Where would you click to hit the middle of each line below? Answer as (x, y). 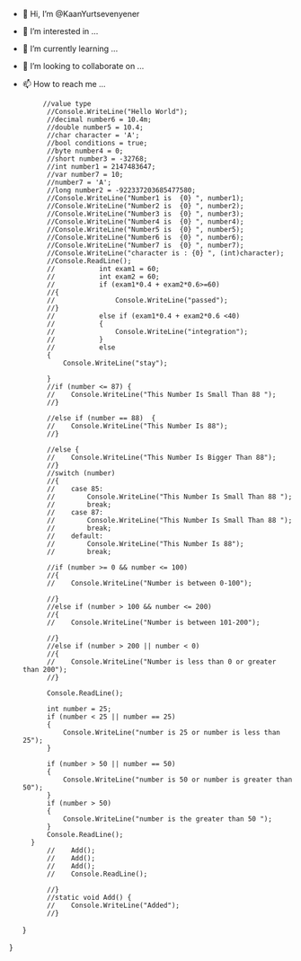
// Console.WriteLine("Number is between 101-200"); (153, 622)
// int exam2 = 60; (103, 277)
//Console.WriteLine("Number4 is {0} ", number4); (145, 222)
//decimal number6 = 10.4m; (99, 119)
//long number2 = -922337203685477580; (121, 190)
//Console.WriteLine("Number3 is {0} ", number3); (145, 214)
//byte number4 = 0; (85, 151)
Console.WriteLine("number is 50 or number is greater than (177, 780)
